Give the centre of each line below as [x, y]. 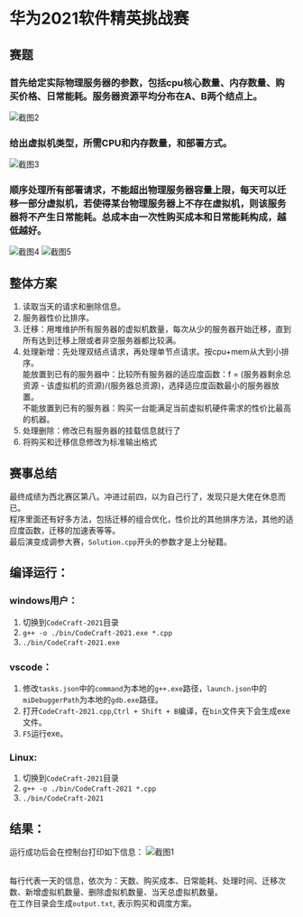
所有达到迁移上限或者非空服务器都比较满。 [101, 340]
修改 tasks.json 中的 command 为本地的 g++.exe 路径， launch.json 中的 [145, 689]
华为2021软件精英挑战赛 [99, 19]
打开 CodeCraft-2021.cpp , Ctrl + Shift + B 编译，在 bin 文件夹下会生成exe [156, 711]
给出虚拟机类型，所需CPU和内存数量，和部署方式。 [121, 143]
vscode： [31, 667]
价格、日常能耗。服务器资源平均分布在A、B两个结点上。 [141, 96]
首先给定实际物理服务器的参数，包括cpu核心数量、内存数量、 [142, 82]
